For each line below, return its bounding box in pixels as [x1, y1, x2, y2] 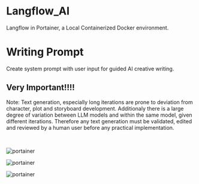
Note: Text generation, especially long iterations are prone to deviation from [6, 98, 193, 106]
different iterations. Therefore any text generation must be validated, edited [6, 117, 192, 124]
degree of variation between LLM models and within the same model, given [6, 111, 193, 118]
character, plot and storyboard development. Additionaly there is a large [6, 105, 184, 112]
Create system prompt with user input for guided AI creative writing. [6, 65, 174, 72]
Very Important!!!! [6, 82, 75, 93]
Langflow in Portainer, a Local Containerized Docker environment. [6, 24, 169, 31]
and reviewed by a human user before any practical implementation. [6, 124, 174, 131]
